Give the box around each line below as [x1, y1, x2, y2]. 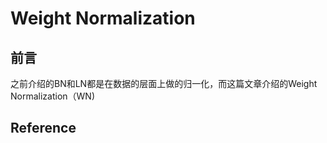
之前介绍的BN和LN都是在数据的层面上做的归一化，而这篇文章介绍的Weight [10, 78, 318, 89]
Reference [10, 120, 77, 137]
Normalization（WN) [10, 90, 96, 102]
